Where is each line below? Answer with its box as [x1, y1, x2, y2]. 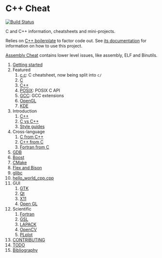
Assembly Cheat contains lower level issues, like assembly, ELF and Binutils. [5, 52, 158, 58]
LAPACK [19, 221, 37, 227]
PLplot [19, 231, 33, 238]
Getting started [12, 62, 43, 67]
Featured [12, 66, 31, 73]
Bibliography [12, 247, 38, 253]
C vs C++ [19, 118, 39, 124]
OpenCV [19, 226, 37, 232]
